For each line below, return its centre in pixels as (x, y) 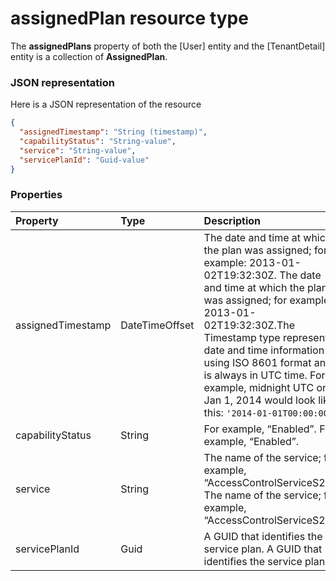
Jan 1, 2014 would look (259, 400)
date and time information (264, 350)
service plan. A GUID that (263, 549)
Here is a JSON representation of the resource (106, 104)
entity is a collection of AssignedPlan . (89, 56)
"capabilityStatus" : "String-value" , (98, 141)
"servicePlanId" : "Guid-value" (84, 160)
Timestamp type (242, 337)
